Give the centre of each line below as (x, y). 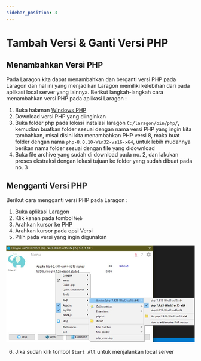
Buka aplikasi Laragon (42, 212)
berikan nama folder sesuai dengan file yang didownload (85, 148)
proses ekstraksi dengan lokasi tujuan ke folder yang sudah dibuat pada (103, 161)
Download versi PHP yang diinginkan (60, 116)
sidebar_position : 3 (32, 13)
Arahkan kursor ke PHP (44, 225)
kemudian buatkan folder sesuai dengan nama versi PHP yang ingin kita (103, 129)
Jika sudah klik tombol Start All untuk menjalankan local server (95, 352)
